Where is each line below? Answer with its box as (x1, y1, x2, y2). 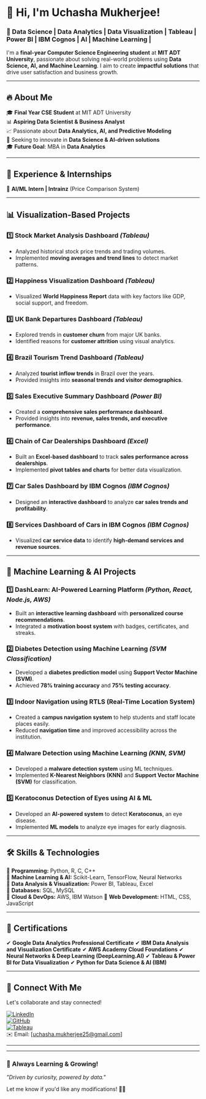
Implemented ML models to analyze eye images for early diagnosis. (15, 823, 187, 831)
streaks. (15, 629, 36, 636)
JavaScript (6, 899, 34, 907)
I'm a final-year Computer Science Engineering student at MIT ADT (6, 49, 181, 56)
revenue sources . (15, 543, 61, 550)
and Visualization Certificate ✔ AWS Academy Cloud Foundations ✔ (6, 946, 184, 953)
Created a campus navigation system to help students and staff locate (15, 713, 196, 721)
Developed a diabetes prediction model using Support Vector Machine (15, 669, 198, 676)
